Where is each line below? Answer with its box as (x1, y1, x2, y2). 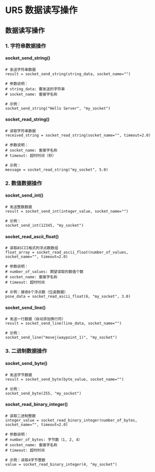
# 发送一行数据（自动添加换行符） (5, 316, 66, 322)
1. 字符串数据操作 (5, 42, 46, 49)
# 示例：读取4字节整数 (5, 457, 46, 462)
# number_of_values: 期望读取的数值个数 (5, 269, 84, 274)
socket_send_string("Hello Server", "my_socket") (5, 106, 111, 111)
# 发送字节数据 (5, 372, 32, 377)
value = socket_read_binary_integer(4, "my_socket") (5, 461, 117, 467)
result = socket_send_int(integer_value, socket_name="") (5, 209, 128, 214)
